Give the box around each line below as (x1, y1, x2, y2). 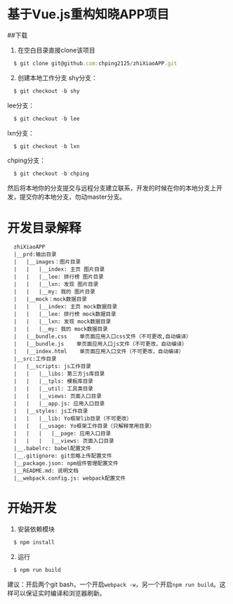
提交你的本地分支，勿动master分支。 (19, 192, 126, 201)
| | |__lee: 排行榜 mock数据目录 (13, 310, 116, 318)
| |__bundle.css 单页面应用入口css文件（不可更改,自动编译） (13, 333, 192, 341)
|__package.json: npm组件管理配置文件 (13, 460, 119, 467)
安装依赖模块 (17, 525, 55, 534)
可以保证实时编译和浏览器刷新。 (13, 589, 106, 597)
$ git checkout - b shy (13, 87, 80, 95)
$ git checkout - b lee (13, 115, 80, 122)
